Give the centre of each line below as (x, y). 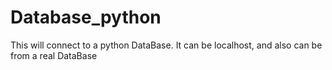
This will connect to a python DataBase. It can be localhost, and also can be (166, 45)
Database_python (86, 17)
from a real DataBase (54, 55)
